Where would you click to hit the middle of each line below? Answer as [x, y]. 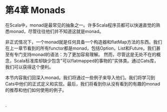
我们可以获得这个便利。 [29, 67]
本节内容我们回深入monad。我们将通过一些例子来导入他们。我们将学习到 [80, 77]
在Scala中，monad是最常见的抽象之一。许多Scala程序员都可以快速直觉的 [80, 25]
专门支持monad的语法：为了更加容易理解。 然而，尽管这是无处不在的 [85, 54]
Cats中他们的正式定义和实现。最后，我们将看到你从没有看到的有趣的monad [83, 83]
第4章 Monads [35, 10]
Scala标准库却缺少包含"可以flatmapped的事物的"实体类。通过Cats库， [86, 60]
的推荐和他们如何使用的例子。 [36, 90]
